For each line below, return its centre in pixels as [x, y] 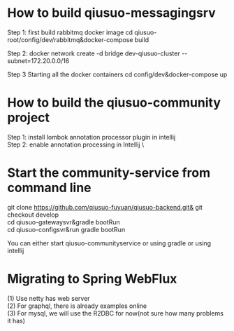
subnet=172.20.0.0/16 [38, 60]
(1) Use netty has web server [49, 298]
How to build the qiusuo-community [114, 103]
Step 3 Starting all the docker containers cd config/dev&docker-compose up [117, 74]
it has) [16, 320]
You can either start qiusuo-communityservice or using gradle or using [109, 243]
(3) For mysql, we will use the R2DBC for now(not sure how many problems [115, 313]
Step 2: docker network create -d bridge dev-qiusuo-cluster [94, 53]
